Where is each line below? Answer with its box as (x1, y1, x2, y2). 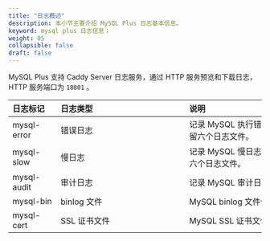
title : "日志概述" (8, 11, 66, 20)
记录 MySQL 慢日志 (189, 146, 262, 157)
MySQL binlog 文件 (189, 196, 261, 207)
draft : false (8, 49, 52, 57)
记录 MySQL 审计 (189, 178, 254, 188)
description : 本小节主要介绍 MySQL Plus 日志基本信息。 (8, 19, 182, 27)
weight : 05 (8, 34, 45, 43)
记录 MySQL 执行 (189, 119, 254, 129)
